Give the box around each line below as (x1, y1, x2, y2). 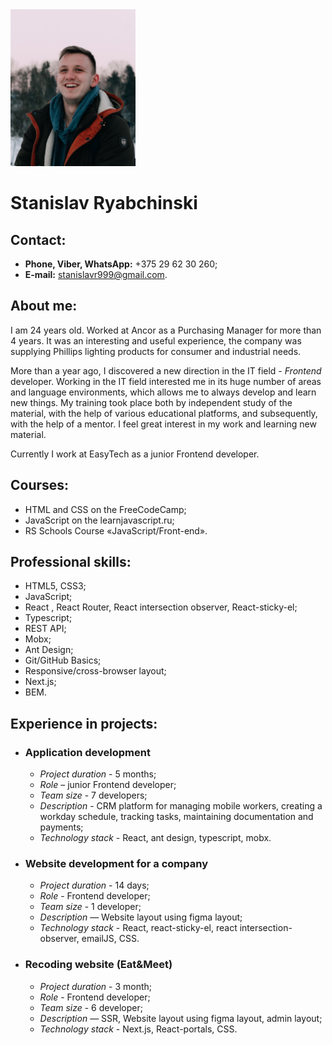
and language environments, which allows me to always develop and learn (10, 386, 317, 398)
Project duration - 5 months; (39, 768, 157, 780)
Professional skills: (10, 553, 132, 570)
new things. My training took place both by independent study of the (10, 396, 293, 408)
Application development (24, 745, 151, 759)
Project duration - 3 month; (39, 980, 153, 992)
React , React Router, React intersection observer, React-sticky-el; (24, 601, 298, 613)
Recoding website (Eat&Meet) (24, 958, 173, 972)
